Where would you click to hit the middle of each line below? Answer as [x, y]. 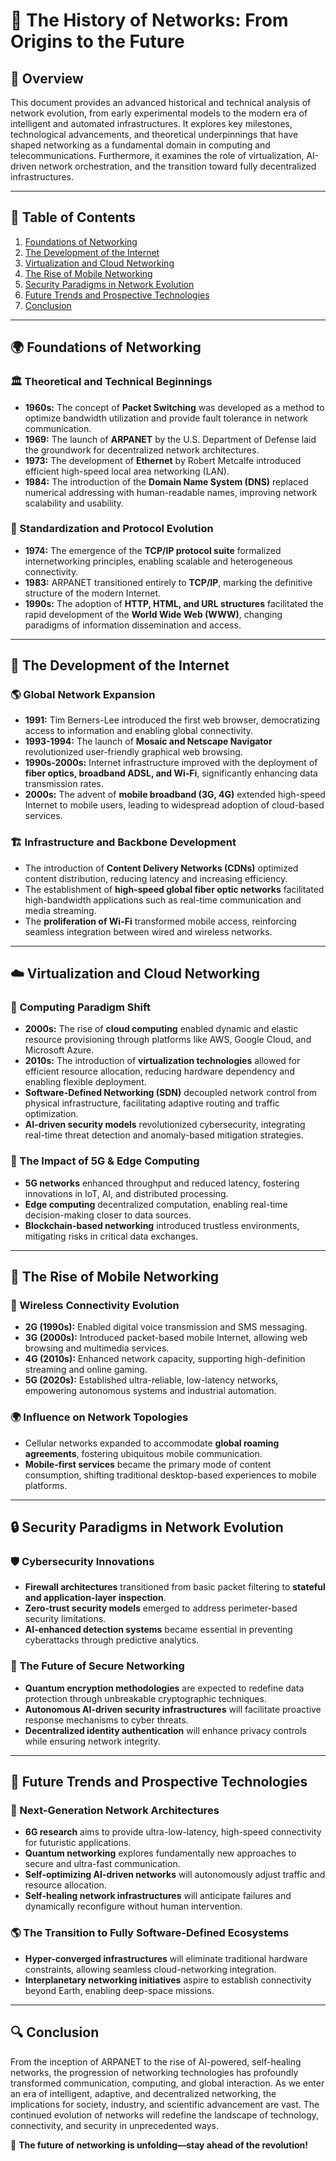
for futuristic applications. [78, 1843]
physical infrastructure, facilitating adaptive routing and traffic [152, 1103]
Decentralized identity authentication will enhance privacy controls [165, 1730]
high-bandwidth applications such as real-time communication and [163, 900]
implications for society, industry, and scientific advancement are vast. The [165, 2104]
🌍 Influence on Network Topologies [99, 1417]
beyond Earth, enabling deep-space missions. [119, 1990]
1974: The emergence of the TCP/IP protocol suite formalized [153, 550]
